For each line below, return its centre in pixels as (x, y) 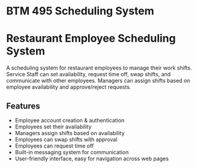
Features (23, 106)
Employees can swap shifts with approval (66, 139)
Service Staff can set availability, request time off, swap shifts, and (89, 74)
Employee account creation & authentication (70, 120)
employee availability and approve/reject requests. (69, 87)
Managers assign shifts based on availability (70, 133)
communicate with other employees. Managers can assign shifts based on (98, 81)
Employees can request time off (54, 146)
